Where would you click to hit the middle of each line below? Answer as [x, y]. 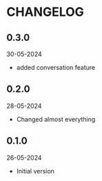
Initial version [35, 171]
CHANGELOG [45, 12]
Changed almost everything [56, 119]
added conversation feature [56, 67]
